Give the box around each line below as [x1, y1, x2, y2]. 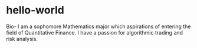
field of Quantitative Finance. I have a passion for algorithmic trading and [6, 29, 183, 36]
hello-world [6, 4, 65, 17]
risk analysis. [6, 35, 38, 42]
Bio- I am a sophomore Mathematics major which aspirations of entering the [6, 23, 191, 30]
